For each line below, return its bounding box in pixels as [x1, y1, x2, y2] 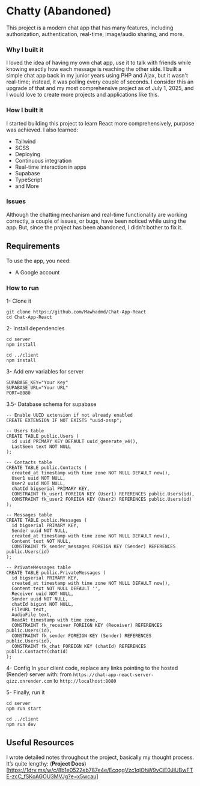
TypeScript [14, 176, 43, 183]
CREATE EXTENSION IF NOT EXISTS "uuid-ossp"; [6, 417, 122, 423]
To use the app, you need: [6, 257, 71, 264]
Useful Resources [6, 737, 74, 748]
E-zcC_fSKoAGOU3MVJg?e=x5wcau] [6, 773, 98, 780]
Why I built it [6, 45, 44, 53]
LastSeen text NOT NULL [11, 443, 71, 450]
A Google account [14, 268, 60, 276]
